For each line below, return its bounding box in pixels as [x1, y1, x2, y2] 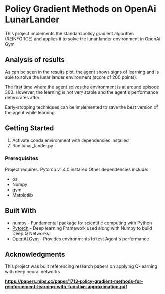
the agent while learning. [5, 109, 56, 115]
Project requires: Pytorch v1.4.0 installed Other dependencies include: [5, 166, 148, 172]
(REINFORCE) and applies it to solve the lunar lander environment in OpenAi [5, 36, 161, 42]
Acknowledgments [5, 250, 66, 259]
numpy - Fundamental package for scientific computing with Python [12, 220, 152, 226]
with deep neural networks [5, 269, 60, 275]
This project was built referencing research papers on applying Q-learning [5, 263, 158, 269]
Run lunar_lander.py [12, 142, 54, 148]
